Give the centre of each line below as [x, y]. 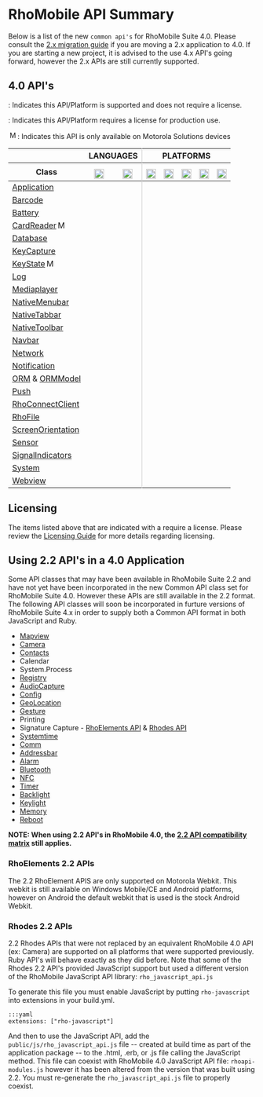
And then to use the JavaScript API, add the [79, 1036]
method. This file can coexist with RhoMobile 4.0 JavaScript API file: [119, 1061]
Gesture [32, 711]
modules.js [26, 1070]
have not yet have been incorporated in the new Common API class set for [128, 587]
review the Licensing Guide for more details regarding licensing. [111, 536]
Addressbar [38, 753]
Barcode [28, 199]
